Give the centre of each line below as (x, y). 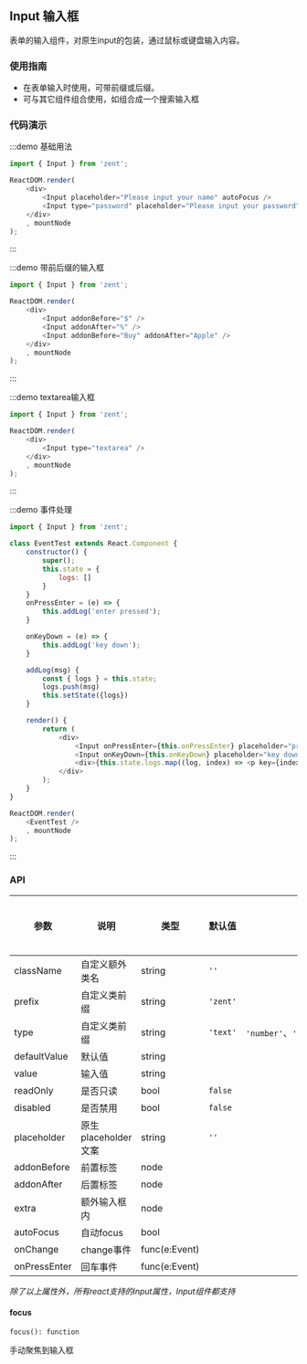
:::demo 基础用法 (41, 147)
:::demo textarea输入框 (53, 397)
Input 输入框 (44, 16)
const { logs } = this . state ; (100, 679)
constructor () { (57, 552)
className (38, 970)
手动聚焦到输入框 (42, 1349)
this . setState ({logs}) (85, 696)
